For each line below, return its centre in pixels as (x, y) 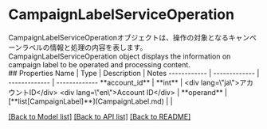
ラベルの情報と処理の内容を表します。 (84, 47)
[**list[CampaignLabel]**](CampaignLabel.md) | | (90, 101)
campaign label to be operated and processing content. (100, 64)
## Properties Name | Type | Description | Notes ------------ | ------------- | (134, 73)
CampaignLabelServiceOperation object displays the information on (120, 56)
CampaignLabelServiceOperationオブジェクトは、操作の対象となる (118, 37)
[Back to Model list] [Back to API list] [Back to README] (100, 116)
